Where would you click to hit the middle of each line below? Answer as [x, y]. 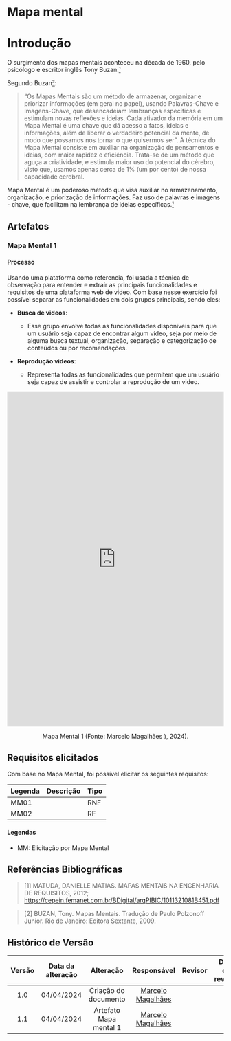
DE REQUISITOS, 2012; [56, 893]
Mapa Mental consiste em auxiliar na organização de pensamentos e [121, 148]
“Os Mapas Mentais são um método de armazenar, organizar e [112, 96]
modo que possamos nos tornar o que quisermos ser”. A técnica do [120, 140]
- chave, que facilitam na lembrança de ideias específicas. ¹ [90, 205]
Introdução [39, 44]
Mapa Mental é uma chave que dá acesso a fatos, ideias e [106, 126]
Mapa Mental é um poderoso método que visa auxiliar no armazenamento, [112, 190]
